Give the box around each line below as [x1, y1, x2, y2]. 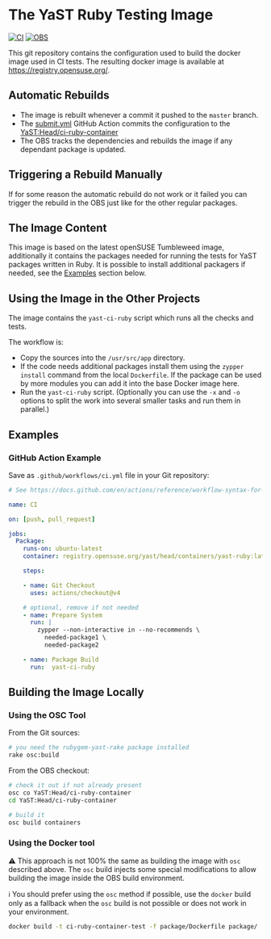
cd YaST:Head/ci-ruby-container [8, 796, 117, 804]
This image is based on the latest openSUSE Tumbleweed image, [8, 242, 224, 252]
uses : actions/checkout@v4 [29, 589, 121, 597]
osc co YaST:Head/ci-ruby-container [8, 789, 131, 797]
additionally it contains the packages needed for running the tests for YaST [8, 251, 257, 261]
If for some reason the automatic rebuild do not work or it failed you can [8, 189, 248, 199]
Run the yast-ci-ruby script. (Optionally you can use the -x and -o [19, 388, 240, 397]
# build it [8, 811, 45, 819]
